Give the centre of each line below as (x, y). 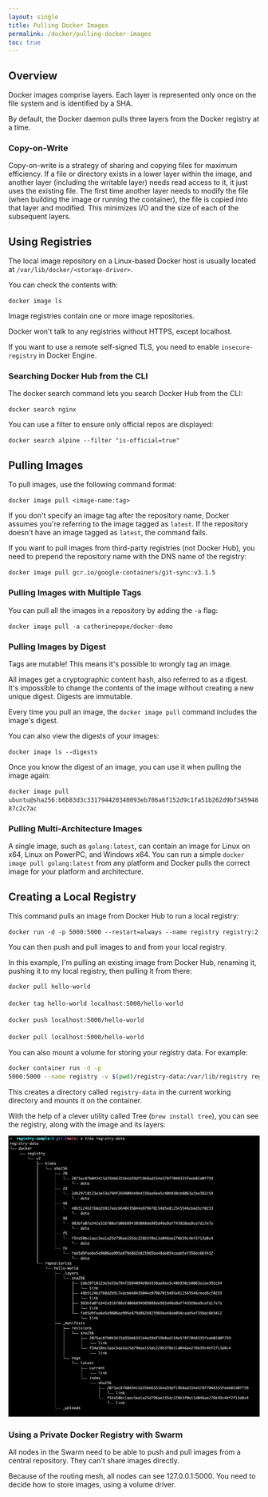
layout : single (33, 17)
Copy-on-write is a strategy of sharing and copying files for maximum (123, 166)
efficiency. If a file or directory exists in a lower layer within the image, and (130, 174)
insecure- (237, 348)
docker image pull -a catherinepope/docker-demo (91, 626)
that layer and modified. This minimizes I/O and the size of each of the (124, 208)
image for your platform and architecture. (76, 871)
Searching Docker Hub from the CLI (78, 376)
